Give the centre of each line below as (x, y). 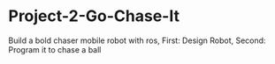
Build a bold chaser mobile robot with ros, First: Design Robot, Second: (137, 40)
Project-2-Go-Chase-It (94, 16)
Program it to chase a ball (55, 49)
